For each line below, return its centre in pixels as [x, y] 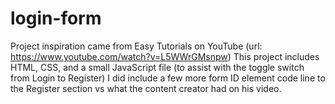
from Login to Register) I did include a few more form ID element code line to [168, 78]
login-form [56, 18]
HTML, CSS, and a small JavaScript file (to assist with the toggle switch [157, 67]
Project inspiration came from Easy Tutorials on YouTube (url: [136, 46]
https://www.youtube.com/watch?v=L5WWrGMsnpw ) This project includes [165, 56]
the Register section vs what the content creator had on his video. [146, 88]
